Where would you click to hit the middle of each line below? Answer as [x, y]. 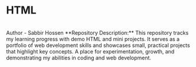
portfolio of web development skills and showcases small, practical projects [98, 45]
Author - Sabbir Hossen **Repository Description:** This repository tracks [97, 32]
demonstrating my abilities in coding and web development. [79, 58]
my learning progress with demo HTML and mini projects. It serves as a [93, 39]
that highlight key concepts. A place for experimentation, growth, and [90, 51]
